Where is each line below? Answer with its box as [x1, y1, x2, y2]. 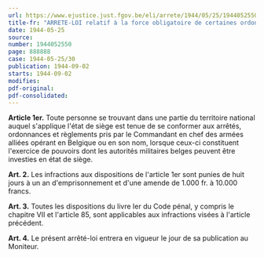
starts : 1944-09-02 [8, 70, 72, 78]
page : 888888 [8, 48, 51, 56]
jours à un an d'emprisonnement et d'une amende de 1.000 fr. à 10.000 [8, 178, 238, 188]
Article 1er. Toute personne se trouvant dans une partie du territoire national [8, 113, 255, 122]
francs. [8, 186, 31, 196]
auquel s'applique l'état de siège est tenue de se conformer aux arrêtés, [8, 121, 242, 131]
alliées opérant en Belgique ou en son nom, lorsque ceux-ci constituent [8, 138, 240, 147]
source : [8, 33, 34, 42]
